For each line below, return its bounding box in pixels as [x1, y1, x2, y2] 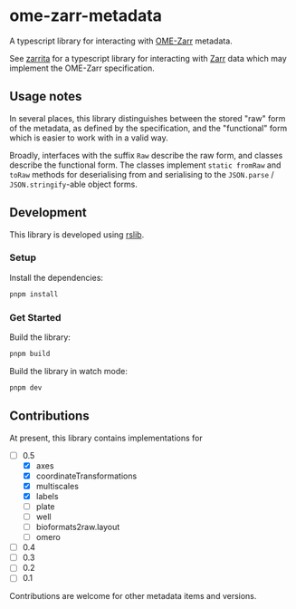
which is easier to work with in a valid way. [9, 132, 169, 143]
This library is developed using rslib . [9, 228, 145, 240]
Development [9, 205, 88, 220]
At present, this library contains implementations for [9, 432, 203, 443]
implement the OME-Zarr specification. [9, 63, 156, 73]
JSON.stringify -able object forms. [9, 179, 138, 189]
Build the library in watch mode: [9, 365, 129, 376]
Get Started [9, 311, 62, 324]
